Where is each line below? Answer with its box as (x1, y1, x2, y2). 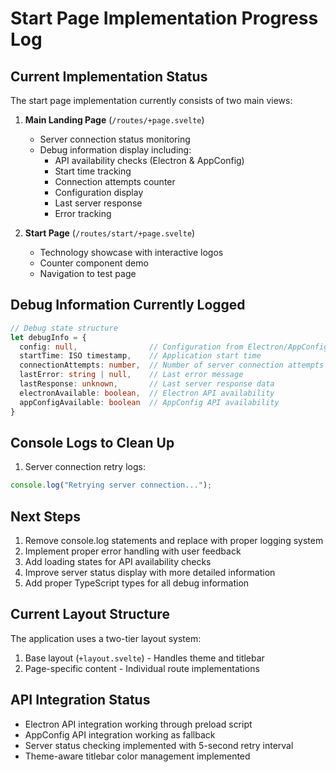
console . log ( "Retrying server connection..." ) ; (10, 480, 213, 491)
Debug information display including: (39, 144, 192, 156)
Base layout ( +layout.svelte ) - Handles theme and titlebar (24, 652, 265, 664)
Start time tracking (54, 165, 132, 177)
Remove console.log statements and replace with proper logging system (24, 535, 324, 547)
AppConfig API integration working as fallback (24, 728, 216, 741)
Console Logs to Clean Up (10, 434, 175, 451)
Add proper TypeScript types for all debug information (24, 577, 250, 589)
